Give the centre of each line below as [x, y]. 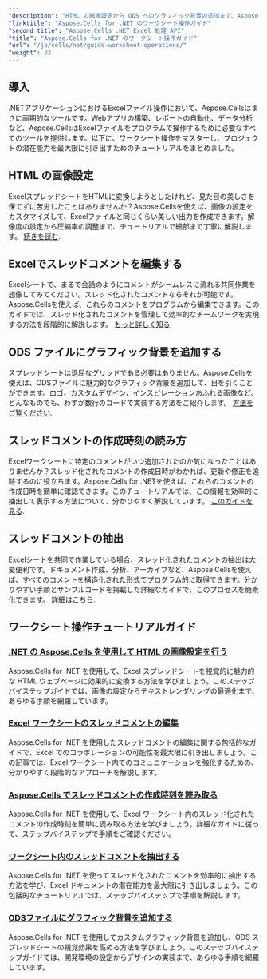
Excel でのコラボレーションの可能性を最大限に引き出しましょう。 [143, 752]
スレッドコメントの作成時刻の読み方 [97, 440]
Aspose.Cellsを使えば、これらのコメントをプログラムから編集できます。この [134, 304]
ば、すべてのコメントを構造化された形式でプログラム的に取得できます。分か [133, 579]
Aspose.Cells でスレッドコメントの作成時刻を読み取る [113, 794]
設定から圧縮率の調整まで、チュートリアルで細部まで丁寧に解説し [137, 226]
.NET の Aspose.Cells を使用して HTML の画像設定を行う [118, 652]
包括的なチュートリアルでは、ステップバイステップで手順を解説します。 [127, 895]
